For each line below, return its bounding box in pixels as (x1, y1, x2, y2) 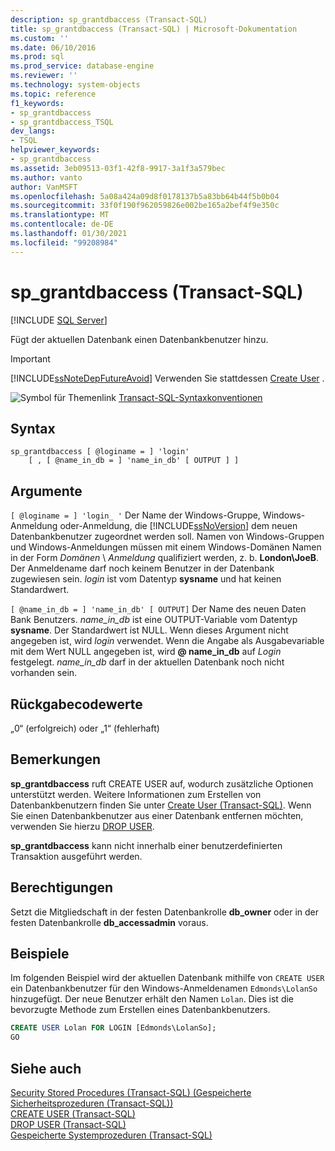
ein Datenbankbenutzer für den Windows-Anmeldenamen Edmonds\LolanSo (10, 982, 318, 995)
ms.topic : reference (10, 89, 97, 99)
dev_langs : (10, 126, 56, 136)
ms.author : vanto (10, 172, 83, 183)
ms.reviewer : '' (10, 71, 78, 81)
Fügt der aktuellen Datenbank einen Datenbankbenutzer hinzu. (10, 333, 269, 345)
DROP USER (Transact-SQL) (10, 1119, 127, 1130)
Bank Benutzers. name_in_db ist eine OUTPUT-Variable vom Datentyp (10, 614, 298, 626)
